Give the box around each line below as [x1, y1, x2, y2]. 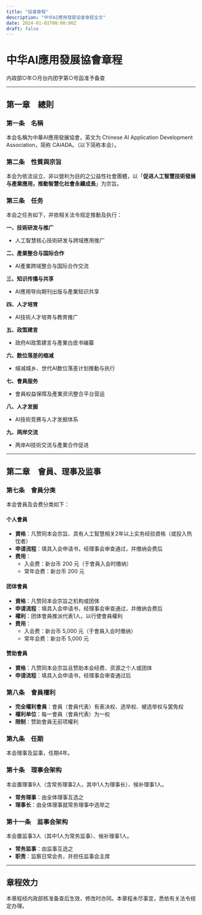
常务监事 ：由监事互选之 [14, 845, 73, 852]
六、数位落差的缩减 [6, 352, 54, 359]
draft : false [6, 25, 39, 32]
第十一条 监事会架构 [6, 818, 68, 826]
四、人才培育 [6, 301, 38, 308]
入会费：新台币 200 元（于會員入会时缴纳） [23, 560, 132, 567]
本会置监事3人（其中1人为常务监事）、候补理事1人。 [6, 832, 133, 839]
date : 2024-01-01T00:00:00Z [6, 20, 77, 26]
